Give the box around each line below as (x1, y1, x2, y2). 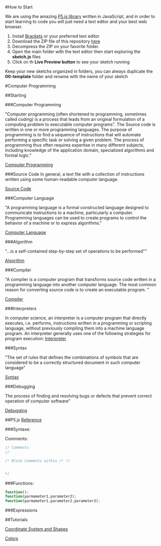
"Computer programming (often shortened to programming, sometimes (5, 111, 146, 117)
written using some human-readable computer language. (5, 177, 119, 182)
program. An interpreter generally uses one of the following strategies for (5, 331, 151, 336)
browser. (5, 24, 23, 30)
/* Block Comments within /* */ (5, 458, 70, 463)
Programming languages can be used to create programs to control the (5, 215, 146, 220)
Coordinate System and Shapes (5, 526, 68, 532)
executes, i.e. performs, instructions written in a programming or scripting (5, 320, 152, 326)
